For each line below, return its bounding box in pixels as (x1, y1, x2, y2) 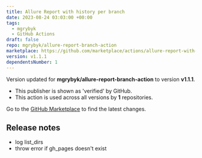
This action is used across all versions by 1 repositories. (14, 94, 153, 101)
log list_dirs (14, 139, 43, 146)
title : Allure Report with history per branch (6, 8, 125, 15)
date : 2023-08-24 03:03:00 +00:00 (6, 14, 93, 20)
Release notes (6, 123, 61, 133)
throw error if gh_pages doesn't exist (14, 145, 107, 152)
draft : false (6, 37, 39, 43)
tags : (6, 20, 20, 26)
